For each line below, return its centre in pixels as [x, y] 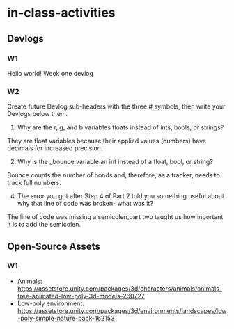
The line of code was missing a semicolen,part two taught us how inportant [115, 217]
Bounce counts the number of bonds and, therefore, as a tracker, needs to [114, 175]
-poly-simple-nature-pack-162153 [66, 318]
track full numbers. [34, 183]
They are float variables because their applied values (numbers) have [107, 141]
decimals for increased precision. [55, 148]
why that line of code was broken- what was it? [85, 204]
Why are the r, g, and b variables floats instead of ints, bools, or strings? [120, 127]
